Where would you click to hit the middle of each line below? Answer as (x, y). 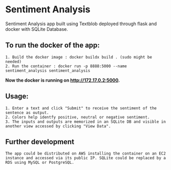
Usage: (17, 96)
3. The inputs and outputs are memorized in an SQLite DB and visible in (86, 122)
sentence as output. (27, 112)
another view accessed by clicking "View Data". (58, 126)
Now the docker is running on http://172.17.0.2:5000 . (63, 80)
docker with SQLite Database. (37, 29)
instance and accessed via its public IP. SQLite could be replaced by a (86, 158)
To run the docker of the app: (52, 45)
